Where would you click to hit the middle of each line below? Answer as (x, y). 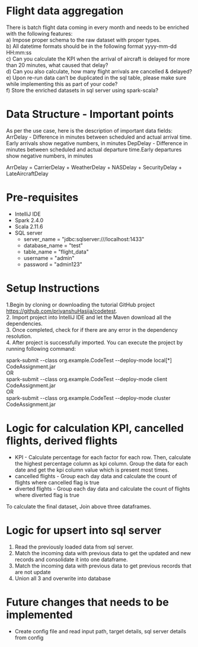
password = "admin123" (53, 264)
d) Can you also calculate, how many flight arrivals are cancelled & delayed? (99, 71)
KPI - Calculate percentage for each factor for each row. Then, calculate (103, 457)
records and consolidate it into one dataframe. (71, 559)
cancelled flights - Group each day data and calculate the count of (96, 476)
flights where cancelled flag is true (57, 482)
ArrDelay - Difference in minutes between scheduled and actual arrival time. (99, 137)
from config (29, 638)
